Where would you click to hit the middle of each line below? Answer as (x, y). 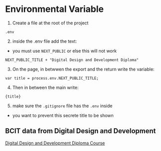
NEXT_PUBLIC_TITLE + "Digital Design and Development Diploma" (72, 60)
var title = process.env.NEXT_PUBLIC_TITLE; (52, 78)
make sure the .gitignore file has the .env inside (62, 106)
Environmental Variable (54, 9)
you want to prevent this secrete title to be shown (63, 115)
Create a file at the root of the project (50, 23)
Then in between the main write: (45, 87)
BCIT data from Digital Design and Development (80, 131)
